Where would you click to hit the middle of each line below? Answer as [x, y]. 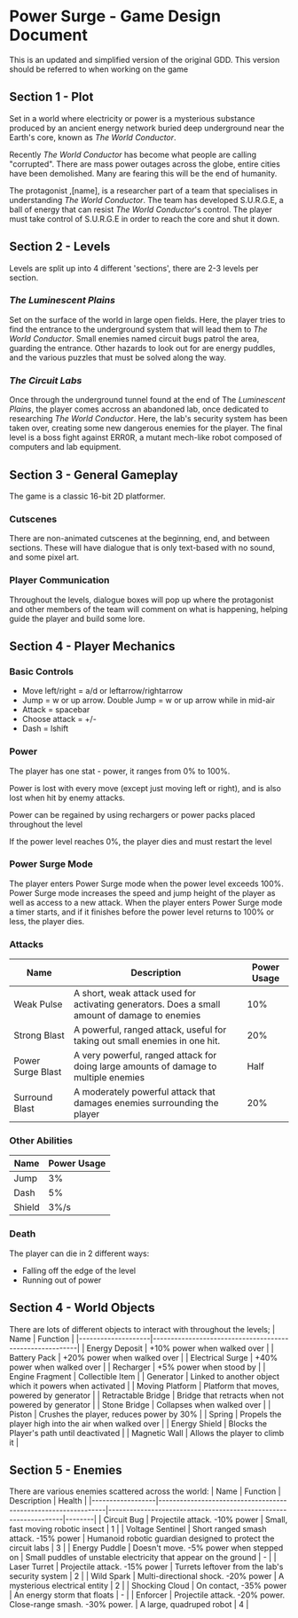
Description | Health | [48, 1501]
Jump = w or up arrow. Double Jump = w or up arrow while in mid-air [148, 700]
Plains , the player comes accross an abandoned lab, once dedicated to [139, 409]
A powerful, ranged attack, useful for [150, 1030]
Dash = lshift [45, 728]
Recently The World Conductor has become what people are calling [133, 154]
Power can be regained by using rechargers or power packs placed [132, 814]
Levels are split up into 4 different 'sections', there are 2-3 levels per [134, 268]
